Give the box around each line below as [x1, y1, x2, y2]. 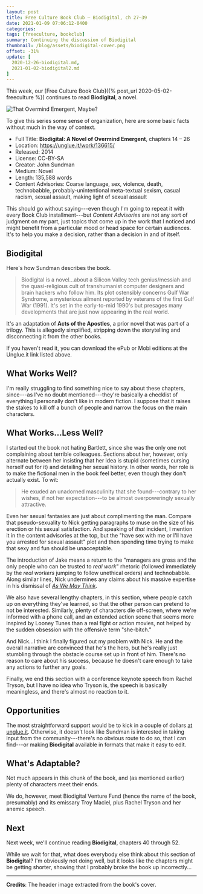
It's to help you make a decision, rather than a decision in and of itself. [6, 231, 181, 238]
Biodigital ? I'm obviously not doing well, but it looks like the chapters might [6, 857, 193, 864]
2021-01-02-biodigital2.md [11, 65, 80, 71]
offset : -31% [6, 48, 39, 54]
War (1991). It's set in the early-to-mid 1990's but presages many [21, 302, 182, 309]
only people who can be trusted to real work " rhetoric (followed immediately [6, 562, 196, 570]
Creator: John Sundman [14, 161, 75, 168]
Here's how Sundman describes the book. [6, 265, 111, 272]
